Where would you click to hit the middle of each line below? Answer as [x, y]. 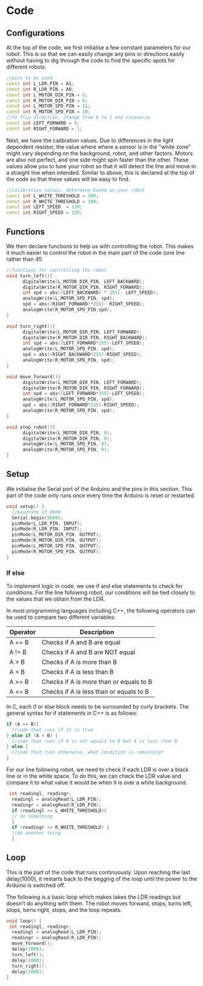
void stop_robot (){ [31, 427]
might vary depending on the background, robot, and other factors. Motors [100, 153]
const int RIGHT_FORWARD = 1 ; [45, 129]
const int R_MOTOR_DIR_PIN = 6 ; [47, 101]
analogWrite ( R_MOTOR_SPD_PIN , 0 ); [66, 450]
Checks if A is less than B [78, 672]
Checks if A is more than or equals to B [97, 681]
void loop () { [24, 921]
